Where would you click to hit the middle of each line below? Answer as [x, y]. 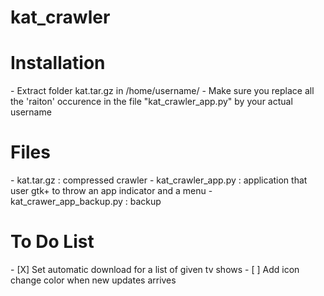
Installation [58, 63]
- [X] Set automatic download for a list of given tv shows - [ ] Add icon [155, 269]
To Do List [52, 242]
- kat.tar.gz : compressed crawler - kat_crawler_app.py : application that [159, 180]
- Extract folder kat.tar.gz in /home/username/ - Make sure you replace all [162, 91]
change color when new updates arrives [93, 280]
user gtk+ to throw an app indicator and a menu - [111, 191]
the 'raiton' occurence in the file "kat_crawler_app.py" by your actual [151, 102]
